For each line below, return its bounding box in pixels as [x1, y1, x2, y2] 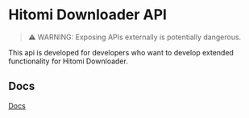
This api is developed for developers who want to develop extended [8, 47, 234, 57]
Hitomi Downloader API [8, 6, 168, 24]
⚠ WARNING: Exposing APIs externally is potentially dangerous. [27, 32, 242, 42]
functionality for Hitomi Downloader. [8, 56, 129, 66]
